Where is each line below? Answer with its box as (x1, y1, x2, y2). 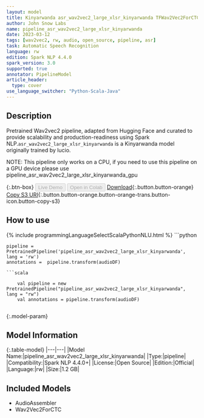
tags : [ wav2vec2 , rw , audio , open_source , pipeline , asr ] (6, 37, 156, 43)
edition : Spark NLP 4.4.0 (6, 54, 72, 60)
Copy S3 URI (6, 191, 38, 198)
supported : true (6, 65, 47, 72)
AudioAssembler (15, 400, 56, 407)
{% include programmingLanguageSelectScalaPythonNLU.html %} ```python (6, 231, 197, 238)
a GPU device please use (6, 165, 69, 172)
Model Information (6, 330, 78, 340)
